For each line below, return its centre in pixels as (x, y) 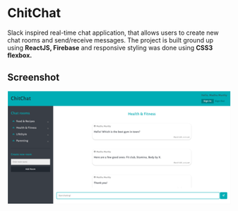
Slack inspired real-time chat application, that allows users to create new (113, 33)
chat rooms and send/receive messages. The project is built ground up (111, 40)
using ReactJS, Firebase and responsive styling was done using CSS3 (110, 47)
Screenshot (34, 78)
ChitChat (34, 13)
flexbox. (20, 55)
